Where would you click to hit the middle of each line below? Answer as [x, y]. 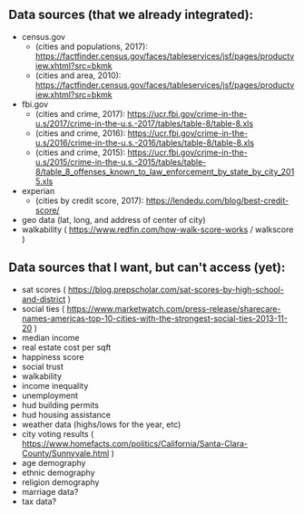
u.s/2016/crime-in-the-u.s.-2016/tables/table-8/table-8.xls [145, 142]
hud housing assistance [66, 414]
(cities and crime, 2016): [80, 133]
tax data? [39, 501]
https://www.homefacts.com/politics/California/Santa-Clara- [135, 443]
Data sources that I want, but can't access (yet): [147, 268]
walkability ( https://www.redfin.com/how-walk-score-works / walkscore [157, 229]
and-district [44, 299]
